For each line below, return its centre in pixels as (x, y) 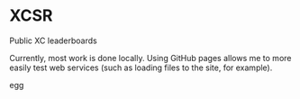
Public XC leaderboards (53, 40)
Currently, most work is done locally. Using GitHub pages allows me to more (150, 58)
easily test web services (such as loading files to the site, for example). (141, 67)
